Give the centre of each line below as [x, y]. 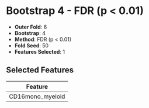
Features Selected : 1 [40, 51]
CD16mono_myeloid [37, 96]
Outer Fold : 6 [31, 27]
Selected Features [40, 70]
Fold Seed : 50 [31, 46]
